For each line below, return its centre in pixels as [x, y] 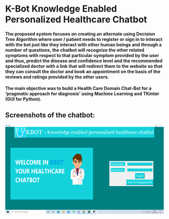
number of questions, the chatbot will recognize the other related [75, 50]
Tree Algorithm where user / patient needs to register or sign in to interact [84, 39]
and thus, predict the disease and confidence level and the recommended [84, 61]
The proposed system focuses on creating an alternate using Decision [80, 34]
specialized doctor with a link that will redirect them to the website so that [84, 66]
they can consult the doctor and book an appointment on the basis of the [83, 71]
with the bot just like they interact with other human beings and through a [83, 45]
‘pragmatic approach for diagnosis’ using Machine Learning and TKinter [82, 94]
